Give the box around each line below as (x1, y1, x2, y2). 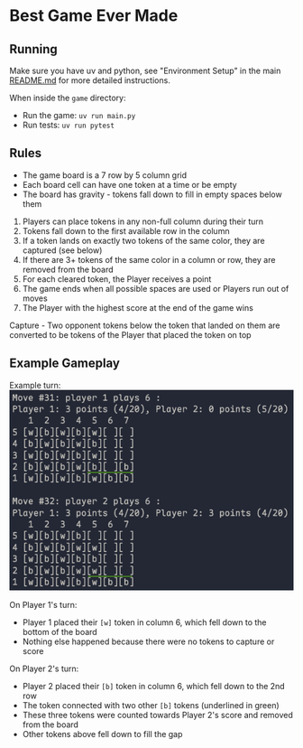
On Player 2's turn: (9, 663, 79, 674)
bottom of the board (22, 626, 97, 637)
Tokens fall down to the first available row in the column (22, 225, 230, 236)
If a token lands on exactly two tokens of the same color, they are (22, 235, 265, 246)
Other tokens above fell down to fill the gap (22, 728, 183, 739)
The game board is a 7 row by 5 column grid (22, 169, 188, 181)
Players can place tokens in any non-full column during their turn (22, 216, 264, 227)
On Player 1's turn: (9, 599, 78, 610)
